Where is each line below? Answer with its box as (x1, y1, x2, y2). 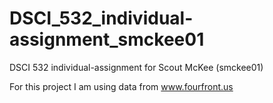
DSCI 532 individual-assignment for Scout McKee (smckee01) (9, 61, 264, 73)
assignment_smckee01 (9, 28, 205, 51)
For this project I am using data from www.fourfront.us (9, 80, 234, 92)
